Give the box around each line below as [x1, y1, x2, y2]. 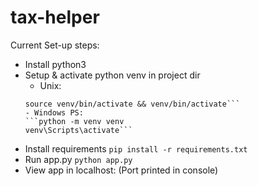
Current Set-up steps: [10, 39, 100, 51]
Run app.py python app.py [24, 153, 133, 165]
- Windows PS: [24, 107, 84, 118]
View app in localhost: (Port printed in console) [24, 164, 219, 176]
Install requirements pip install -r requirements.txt [24, 142, 248, 155]
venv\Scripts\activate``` [24, 125, 133, 135]
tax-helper [10, 6, 100, 29]
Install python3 [24, 58, 87, 70]
